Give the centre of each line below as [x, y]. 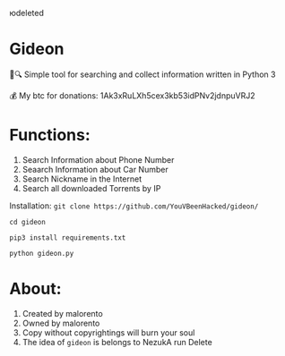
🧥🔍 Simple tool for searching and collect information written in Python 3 [142, 74]
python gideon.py [42, 253]
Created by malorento [62, 313]
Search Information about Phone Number [98, 159]
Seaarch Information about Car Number [95, 169]
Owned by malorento [61, 323]
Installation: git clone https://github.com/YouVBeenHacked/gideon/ [134, 206]
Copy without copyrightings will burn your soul [108, 332]
